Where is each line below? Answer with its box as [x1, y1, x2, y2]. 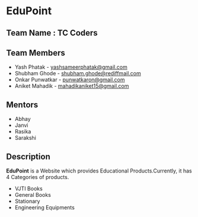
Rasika [14, 128, 31, 135]
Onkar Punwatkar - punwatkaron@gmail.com [14, 76, 126, 84]
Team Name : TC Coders [6, 28, 98, 38]
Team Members [6, 47, 65, 58]
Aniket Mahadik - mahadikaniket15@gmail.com [14, 82, 129, 90]
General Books [14, 192, 52, 199]
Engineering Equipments [14, 204, 75, 211]
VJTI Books [14, 185, 43, 192]
